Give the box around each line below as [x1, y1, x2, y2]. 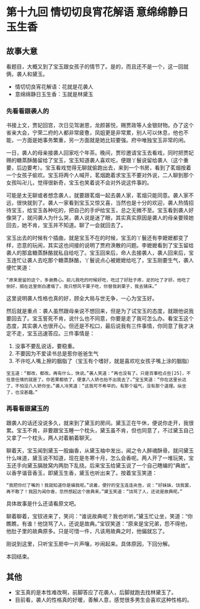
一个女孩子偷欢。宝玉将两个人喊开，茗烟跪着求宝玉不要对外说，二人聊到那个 [6, 171, 194, 179]
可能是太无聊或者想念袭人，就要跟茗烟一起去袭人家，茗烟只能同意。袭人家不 [6, 192, 194, 199]
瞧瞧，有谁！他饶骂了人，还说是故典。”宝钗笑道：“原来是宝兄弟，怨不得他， [6, 520, 191, 527]
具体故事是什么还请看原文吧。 [6, 500, 79, 507]
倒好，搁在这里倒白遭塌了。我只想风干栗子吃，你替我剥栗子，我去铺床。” [6, 284, 158, 290]
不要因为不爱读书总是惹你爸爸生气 [14, 350, 99, 357]
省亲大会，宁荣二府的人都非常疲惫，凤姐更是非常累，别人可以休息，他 [6, 129, 179, 136]
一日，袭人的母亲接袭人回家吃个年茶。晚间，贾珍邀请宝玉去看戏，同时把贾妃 [6, 149, 194, 156]
